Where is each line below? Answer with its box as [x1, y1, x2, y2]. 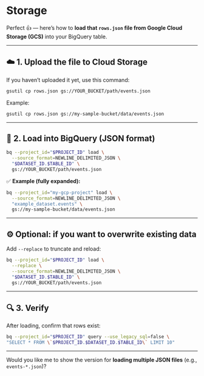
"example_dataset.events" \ [12, 201, 83, 207]
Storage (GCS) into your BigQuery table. [6, 33, 107, 40]
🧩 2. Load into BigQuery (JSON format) [6, 133, 155, 144]
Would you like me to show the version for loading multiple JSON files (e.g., [6, 357, 197, 364]
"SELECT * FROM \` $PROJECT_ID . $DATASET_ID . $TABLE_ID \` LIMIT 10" [6, 339, 175, 346]
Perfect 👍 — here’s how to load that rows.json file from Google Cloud [6, 24, 183, 31]
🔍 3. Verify [6, 302, 49, 313]
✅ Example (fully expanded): [6, 177, 81, 184]
